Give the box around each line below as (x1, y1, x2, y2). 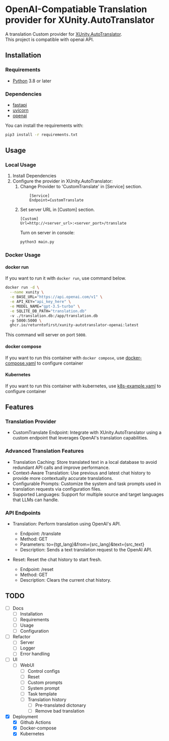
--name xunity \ (10, 290, 44, 295)
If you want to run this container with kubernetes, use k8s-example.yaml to (5, 383, 161, 389)
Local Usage (5, 161, 36, 168)
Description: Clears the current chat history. (20, 577, 111, 583)
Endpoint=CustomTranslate (29, 198, 84, 203)
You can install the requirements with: (5, 122, 84, 128)
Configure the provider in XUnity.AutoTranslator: (12, 178, 113, 184)
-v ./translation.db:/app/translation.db (10, 313, 98, 318)
